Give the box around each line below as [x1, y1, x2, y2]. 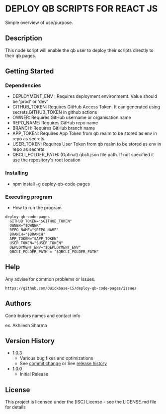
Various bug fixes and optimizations [19, 355, 93, 361]
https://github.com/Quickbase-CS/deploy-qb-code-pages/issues [5, 286, 137, 291]
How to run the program [12, 205, 62, 211]
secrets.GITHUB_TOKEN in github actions [12, 109, 97, 115]
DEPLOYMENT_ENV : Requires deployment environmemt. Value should [12, 93, 158, 99]
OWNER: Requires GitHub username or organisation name [12, 114, 131, 120]
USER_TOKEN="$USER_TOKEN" [9, 241, 64, 246]
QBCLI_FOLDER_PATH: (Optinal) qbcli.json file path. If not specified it [12, 152, 154, 158]
